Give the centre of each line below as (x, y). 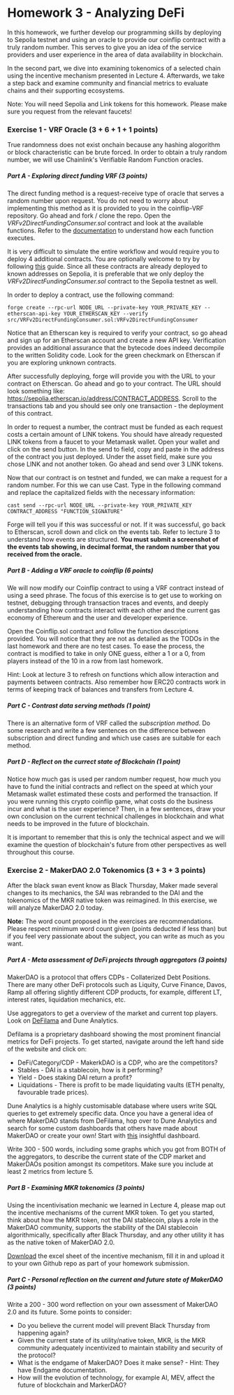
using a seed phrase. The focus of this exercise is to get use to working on (115, 596)
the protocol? (36, 1355)
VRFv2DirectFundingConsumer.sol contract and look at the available (105, 223)
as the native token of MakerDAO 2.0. (61, 1242)
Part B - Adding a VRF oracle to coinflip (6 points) (80, 570)
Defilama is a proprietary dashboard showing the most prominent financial (114, 1035)
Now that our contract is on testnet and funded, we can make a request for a (117, 478)
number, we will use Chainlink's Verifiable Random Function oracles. (105, 160)
